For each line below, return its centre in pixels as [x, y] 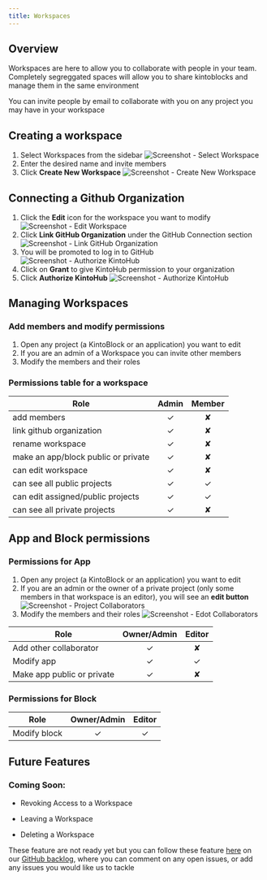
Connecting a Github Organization [97, 198]
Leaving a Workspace [56, 818]
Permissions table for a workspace [78, 383]
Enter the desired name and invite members [93, 164]
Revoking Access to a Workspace [76, 803]
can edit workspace [50, 470]
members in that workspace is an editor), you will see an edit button [134, 596]
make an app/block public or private [81, 457]
